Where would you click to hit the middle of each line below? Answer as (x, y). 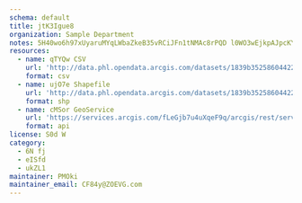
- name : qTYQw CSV (52, 59)
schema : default (40, 18)
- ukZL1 (32, 168)
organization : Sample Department (72, 34)
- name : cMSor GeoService (66, 110)
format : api (48, 127)
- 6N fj (32, 151)
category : (28, 143)
